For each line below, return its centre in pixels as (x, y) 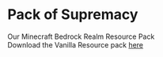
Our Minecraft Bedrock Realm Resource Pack (81, 36)
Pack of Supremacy (73, 15)
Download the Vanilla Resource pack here (76, 44)
